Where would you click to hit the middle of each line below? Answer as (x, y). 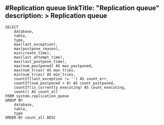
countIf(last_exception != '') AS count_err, (61, 79)
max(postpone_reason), (37, 49)
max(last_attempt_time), (39, 57)
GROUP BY (14, 100)
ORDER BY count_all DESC (30, 118)
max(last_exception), (36, 44)
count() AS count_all (36, 92)
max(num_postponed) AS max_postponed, (54, 66)
